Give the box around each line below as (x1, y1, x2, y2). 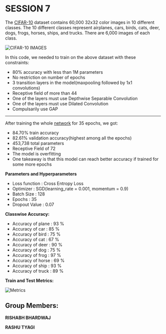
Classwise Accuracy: (5, 211, 50, 217)
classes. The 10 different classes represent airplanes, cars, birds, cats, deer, (5, 24, 160, 30)
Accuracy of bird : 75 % (12, 231, 61, 237)
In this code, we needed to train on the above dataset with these (5, 54, 136, 60)
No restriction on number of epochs (12, 74, 85, 80)
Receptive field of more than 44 (12, 90, 78, 96)
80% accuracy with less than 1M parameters (12, 69, 103, 75)
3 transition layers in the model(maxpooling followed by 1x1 (12, 80, 132, 86)
